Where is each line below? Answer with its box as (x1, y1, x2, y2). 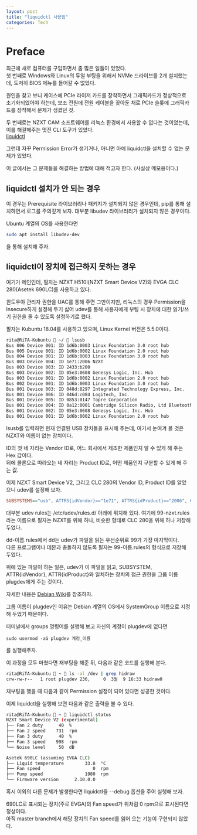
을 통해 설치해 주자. (6, 243, 50, 250)
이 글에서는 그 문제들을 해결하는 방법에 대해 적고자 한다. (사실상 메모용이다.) (6, 165, 179, 172)
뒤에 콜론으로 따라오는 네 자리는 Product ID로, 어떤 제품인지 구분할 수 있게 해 (6, 459, 182, 466)
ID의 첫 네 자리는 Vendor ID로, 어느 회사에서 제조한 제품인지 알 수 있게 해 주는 (6, 444, 184, 451)
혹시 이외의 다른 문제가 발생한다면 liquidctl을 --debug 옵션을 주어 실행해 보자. (6, 788, 184, 795)
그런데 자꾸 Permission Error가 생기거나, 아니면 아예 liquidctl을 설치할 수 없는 (6, 145, 184, 152)
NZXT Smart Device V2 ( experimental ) (6, 717, 98, 723)
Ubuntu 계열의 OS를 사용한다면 (6, 220, 78, 227)
